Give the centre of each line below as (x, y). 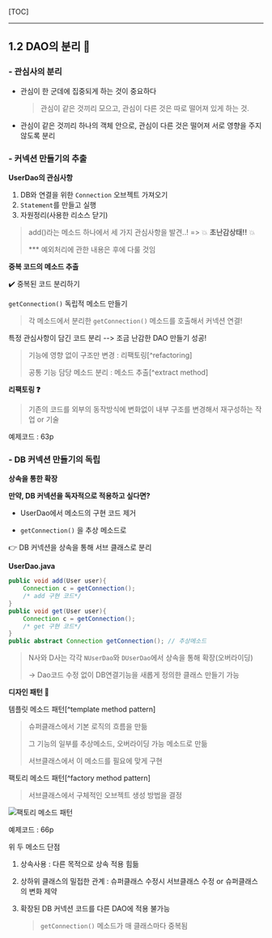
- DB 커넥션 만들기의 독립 (55, 459)
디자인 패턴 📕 (29, 692)
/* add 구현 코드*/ (52, 596)
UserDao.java (32, 567)
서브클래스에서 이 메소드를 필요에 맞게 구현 (96, 761)
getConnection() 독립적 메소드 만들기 (68, 303)
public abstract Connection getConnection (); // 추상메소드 (108, 641)
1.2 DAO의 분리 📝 (49, 47)
